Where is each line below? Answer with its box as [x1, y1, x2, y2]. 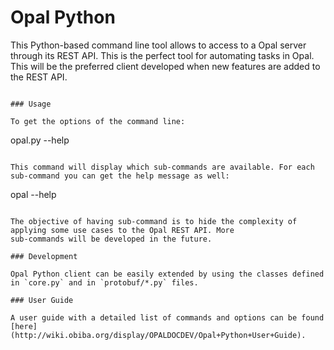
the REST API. [10, 71, 68, 83]
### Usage [10, 99, 52, 109]
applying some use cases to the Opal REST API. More [10, 225, 235, 235]
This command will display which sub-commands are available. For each [10, 162, 315, 172]
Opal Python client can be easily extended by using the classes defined [10, 269, 325, 279]
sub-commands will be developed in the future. [10, 234, 213, 244]
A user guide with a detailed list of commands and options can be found [10, 312, 325, 323]
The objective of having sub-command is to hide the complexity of [10, 216, 298, 226]
